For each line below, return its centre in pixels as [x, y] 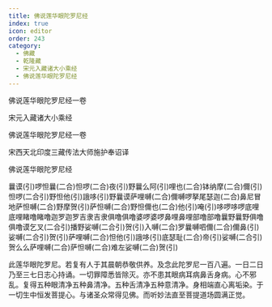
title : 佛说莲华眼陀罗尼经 [49, 16]
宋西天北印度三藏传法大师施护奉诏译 [69, 151]
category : [25, 46]
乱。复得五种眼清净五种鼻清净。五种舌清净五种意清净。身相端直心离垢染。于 [136, 284]
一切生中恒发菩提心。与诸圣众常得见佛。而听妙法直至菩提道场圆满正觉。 [129, 294]
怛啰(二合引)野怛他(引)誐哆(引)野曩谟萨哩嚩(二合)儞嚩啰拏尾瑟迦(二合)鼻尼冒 [135, 196]
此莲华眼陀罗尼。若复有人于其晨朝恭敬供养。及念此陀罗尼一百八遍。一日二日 [136, 264]
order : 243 [27, 38]
